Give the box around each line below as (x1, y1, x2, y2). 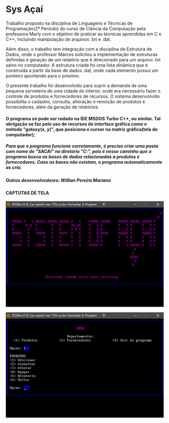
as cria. (6, 165, 22, 171)
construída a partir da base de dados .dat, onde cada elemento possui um (6, 67, 158, 74)
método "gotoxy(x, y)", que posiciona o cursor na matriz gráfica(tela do (6, 126, 158, 132)
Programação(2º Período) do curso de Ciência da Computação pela (6, 25, 146, 31)
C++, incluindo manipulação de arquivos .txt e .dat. (6, 36, 112, 42)
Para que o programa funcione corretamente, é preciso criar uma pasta (6, 143, 158, 149)
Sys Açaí (6, 4, 43, 15)
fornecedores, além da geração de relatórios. (6, 104, 99, 110)
